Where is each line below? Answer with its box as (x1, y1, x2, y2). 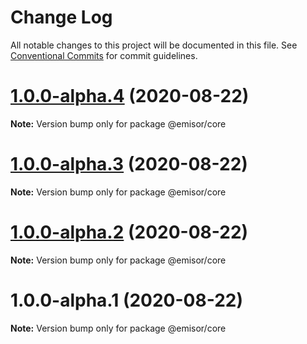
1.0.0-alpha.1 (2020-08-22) (10, 289, 243, 311)
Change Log (10, 6, 113, 29)
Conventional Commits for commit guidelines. (10, 49, 198, 61)
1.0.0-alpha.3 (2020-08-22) (10, 153, 248, 176)
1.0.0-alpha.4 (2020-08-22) (10, 85, 250, 108)
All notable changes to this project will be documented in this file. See (10, 39, 298, 51)
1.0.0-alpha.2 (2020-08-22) (10, 221, 249, 243)
